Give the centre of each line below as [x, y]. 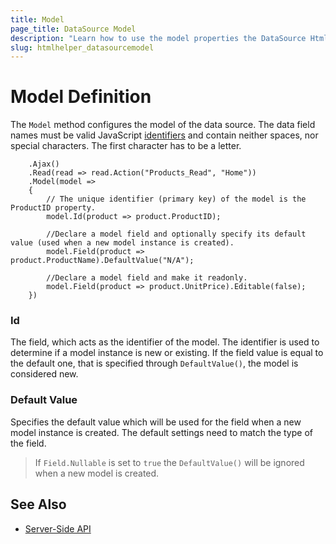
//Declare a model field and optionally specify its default [176, 234]
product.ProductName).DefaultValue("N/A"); [102, 261]
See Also [38, 504]
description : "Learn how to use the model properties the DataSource [158, 38]
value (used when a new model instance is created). [122, 243]
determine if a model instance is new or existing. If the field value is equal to [167, 353]
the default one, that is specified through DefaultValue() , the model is [154, 363]
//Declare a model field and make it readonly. [147, 278]
